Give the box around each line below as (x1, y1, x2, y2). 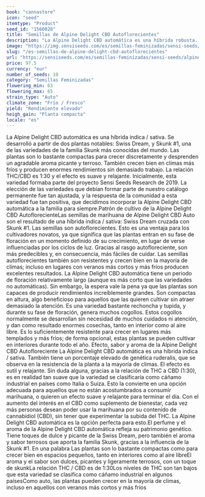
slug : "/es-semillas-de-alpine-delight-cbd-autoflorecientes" (6, 49, 168, 55)
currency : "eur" (6, 65, 48, 72)
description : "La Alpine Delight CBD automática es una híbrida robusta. (6, 37, 198, 43)
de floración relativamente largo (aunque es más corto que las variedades (6, 276, 192, 284)
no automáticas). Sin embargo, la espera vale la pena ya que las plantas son (6, 283, 198, 290)
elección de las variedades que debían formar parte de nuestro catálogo (6, 186, 189, 193)
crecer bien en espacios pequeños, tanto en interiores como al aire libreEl (6, 451, 192, 459)
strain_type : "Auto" (6, 94, 59, 100)
